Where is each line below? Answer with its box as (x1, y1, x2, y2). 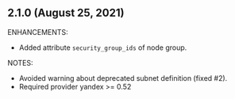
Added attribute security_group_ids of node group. (18, 43, 187, 52)
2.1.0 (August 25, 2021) (7, 6, 125, 20)
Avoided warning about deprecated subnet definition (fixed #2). (18, 73, 228, 82)
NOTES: (7, 58, 33, 67)
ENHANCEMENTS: (7, 27, 68, 36)
